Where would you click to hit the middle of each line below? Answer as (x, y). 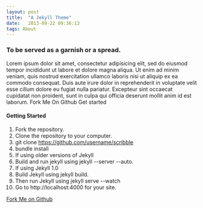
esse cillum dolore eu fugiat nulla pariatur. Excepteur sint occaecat (89, 89)
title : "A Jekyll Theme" (39, 18)
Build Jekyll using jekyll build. (52, 174)
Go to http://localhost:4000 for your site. (66, 187)
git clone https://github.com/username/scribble (74, 142)
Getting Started (26, 116)
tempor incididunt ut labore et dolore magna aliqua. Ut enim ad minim (93, 70)
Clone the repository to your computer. (64, 136)
